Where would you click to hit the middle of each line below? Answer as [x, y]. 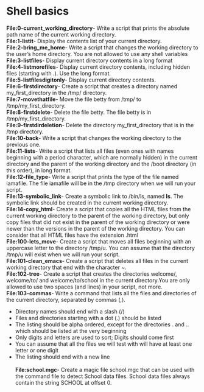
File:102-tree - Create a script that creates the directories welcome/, [92, 274]
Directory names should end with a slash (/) [70, 311]
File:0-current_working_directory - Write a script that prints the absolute [98, 28]
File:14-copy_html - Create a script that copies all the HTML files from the [99, 209]
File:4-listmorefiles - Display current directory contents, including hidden [98, 67]
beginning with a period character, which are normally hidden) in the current [102, 157]
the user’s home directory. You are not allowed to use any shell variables [97, 54]
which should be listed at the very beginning [71, 331]
